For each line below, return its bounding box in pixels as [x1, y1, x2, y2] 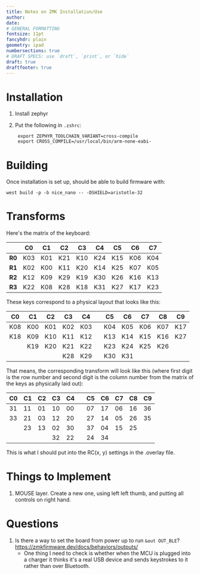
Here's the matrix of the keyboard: [6, 229, 91, 237]
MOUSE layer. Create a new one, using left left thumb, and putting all [14, 490, 184, 497]
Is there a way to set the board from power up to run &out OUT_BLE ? [14, 537, 180, 544]
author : [6, 14, 26, 20]
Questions [6, 517, 59, 531]
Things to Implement [6, 470, 112, 484]
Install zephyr [14, 110, 48, 117]
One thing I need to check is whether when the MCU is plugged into [23, 549, 191, 557]
